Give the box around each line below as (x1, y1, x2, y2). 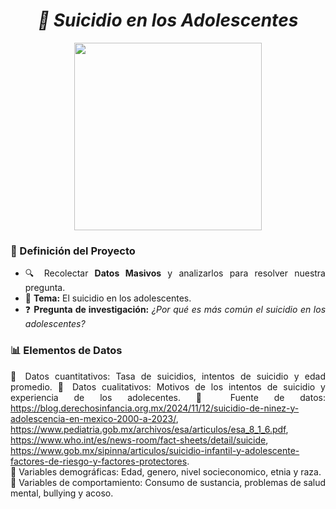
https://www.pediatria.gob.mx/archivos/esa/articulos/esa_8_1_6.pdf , (10, 423, 289, 435)
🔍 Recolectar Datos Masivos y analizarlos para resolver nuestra (24, 267, 326, 279)
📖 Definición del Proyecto (10, 244, 136, 258)
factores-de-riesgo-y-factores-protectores (10, 455, 188, 467)
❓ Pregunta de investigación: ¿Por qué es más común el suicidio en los (24, 304, 327, 316)
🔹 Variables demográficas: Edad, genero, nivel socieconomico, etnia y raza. (10, 465, 322, 478)
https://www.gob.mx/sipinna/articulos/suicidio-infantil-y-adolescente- (10, 444, 300, 456)
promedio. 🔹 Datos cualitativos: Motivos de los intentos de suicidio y (10, 380, 326, 393)
